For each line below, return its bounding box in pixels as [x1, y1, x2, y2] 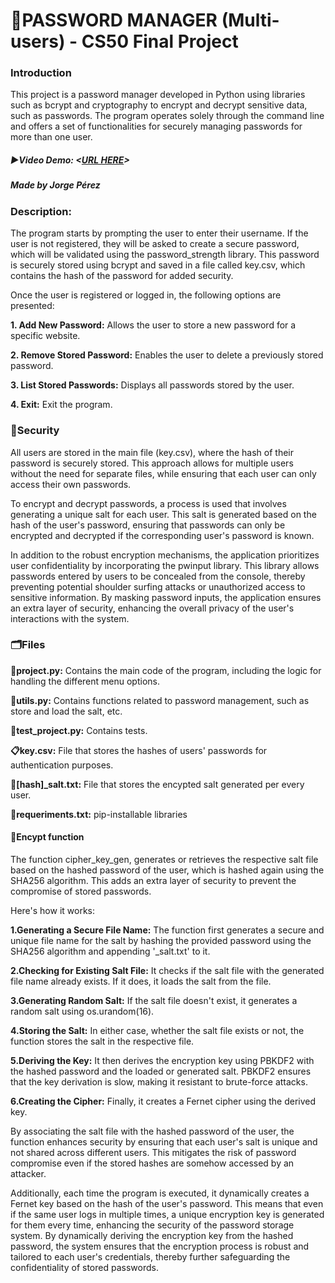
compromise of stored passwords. [10, 885, 152, 897]
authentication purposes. [10, 759, 114, 771]
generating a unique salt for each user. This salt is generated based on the [10, 508, 317, 520]
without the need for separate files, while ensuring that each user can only [10, 467, 317, 479]
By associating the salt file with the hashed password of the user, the [10, 1125, 295, 1137]
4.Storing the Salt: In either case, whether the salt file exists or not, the [10, 1025, 305, 1036]
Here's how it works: [10, 905, 96, 916]
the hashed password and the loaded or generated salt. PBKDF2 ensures [10, 1065, 312, 1077]
